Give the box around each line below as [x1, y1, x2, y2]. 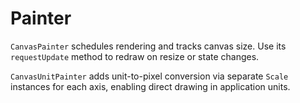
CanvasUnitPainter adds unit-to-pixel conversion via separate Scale [10, 70, 289, 82]
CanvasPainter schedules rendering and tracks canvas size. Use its [10, 40, 287, 52]
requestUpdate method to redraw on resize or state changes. [10, 50, 260, 62]
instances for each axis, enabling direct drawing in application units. [10, 80, 291, 92]
